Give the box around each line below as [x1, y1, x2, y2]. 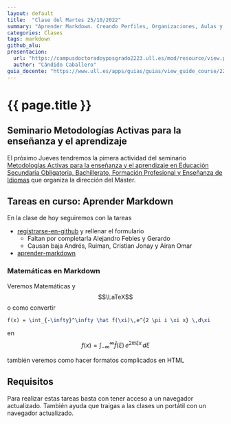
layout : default [7, 10, 54, 17]
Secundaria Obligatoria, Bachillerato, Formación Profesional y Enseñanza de [7, 168, 223, 176]
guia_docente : [7, 67, 48, 74]
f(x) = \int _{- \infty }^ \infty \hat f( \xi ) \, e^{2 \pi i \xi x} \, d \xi [7, 317, 211, 324]
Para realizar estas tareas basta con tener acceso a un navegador [7, 394, 194, 403]
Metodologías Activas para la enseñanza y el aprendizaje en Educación [7, 161, 209, 169]
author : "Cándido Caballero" [13, 61, 97, 68]
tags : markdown [7, 36, 51, 43]
